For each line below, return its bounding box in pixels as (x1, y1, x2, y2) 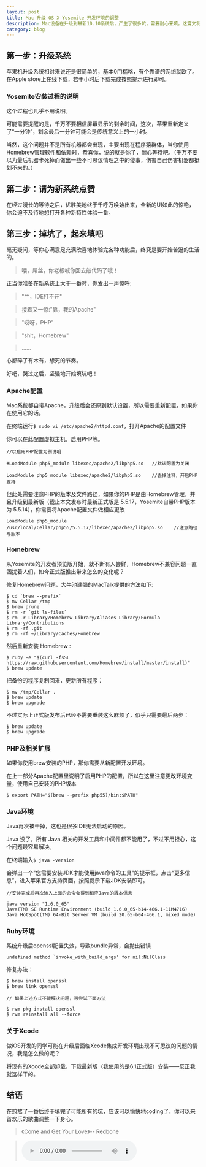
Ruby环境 (6, 927, 35, 936)
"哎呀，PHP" (21, 318, 54, 326)
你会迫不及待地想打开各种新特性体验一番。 (6, 209, 114, 216)
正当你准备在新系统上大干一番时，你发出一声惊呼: (6, 280, 132, 287)
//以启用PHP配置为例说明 (6, 449, 61, 455)
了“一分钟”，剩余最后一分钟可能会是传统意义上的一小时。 (6, 128, 151, 136)
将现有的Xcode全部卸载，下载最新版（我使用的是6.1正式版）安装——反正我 (6, 1062, 196, 1070)
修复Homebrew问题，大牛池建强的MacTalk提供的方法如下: (6, 581, 153, 588)
